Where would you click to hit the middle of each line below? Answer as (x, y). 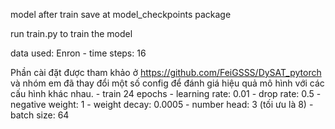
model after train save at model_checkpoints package (121, 14)
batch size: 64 (40, 115)
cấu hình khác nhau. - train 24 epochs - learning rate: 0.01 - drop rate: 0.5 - (166, 93)
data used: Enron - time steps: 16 (78, 53)
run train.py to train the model (71, 33)
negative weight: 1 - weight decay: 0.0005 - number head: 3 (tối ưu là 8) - (162, 104)
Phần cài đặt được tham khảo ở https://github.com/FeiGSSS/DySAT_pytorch (166, 72)
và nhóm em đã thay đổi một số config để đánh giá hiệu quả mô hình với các (167, 83)
